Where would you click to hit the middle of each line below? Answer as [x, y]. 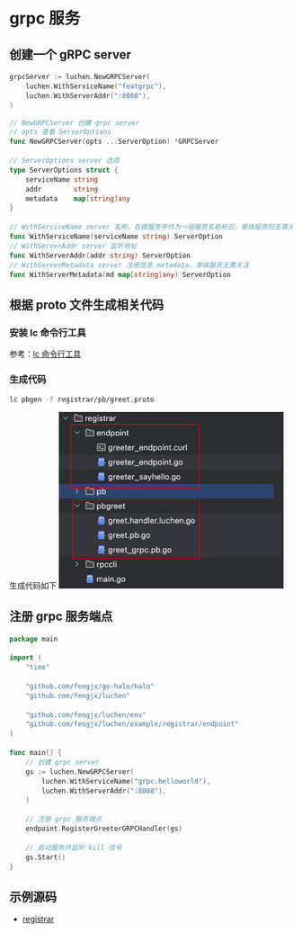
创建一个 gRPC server [71, 54]
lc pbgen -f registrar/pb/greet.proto [82, 400]
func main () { [36, 753]
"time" [38, 668]
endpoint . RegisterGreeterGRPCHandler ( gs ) [104, 829]
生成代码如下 [33, 585]
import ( [26, 658]
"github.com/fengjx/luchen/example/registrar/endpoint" [133, 724]
